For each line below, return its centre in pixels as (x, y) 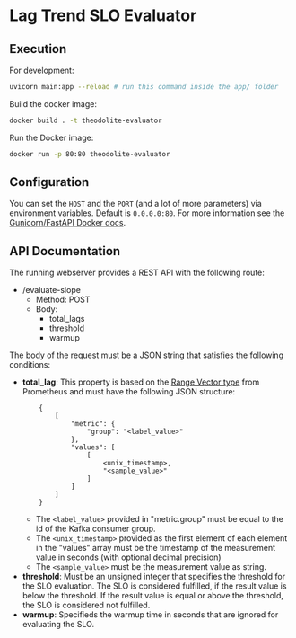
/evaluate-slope (51, 290)
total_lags (67, 319)
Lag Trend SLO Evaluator (103, 16)
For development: (42, 70)
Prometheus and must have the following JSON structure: (129, 392)
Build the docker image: (53, 103)
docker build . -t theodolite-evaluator (86, 120)
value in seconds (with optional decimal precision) (128, 557)
